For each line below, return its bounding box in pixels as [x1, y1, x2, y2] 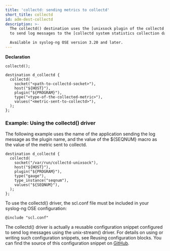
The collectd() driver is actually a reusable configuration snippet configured [5, 224, 163, 230]
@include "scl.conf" [5, 215, 49, 220]
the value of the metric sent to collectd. [5, 142, 88, 148]
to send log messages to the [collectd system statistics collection [10, 31, 159, 36]
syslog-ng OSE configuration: [5, 206, 67, 212]
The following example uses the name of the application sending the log [5, 131, 156, 137]
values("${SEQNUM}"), [14, 182, 60, 187]
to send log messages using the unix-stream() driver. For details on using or [5, 229, 163, 235]
